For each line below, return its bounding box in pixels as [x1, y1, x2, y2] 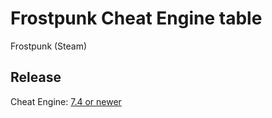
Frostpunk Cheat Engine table [10, 7, 263, 30]
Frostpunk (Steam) [10, 40, 88, 52]
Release [10, 69, 62, 86]
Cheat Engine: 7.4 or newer [10, 95, 122, 107]
